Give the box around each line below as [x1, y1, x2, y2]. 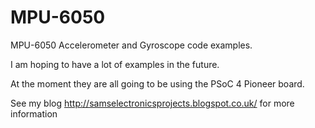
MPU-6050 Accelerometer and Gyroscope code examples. [10, 39, 253, 51]
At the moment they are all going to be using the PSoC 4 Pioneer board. [10, 77, 305, 90]
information [10, 107, 58, 120]
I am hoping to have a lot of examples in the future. [10, 58, 220, 70]
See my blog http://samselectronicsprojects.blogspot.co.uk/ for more [10, 97, 295, 109]
